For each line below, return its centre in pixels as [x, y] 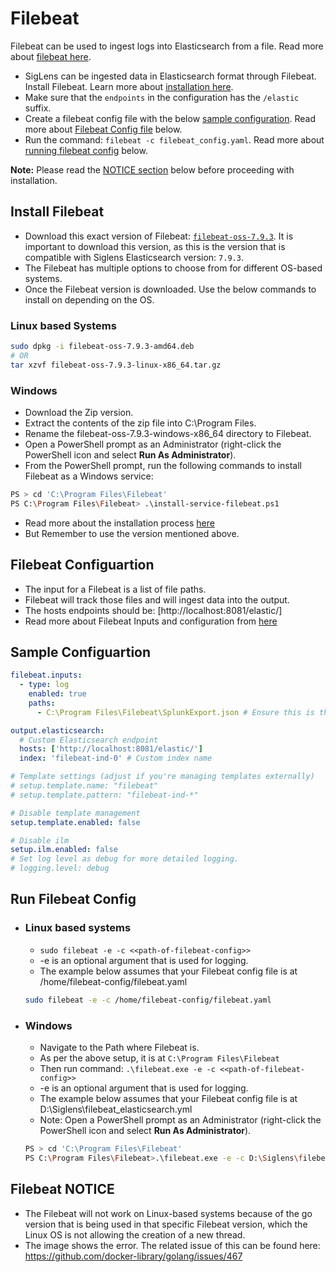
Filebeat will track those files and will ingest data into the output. [157, 599]
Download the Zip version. [79, 412]
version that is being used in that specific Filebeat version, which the [166, 1224]
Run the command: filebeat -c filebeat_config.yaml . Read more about [174, 139]
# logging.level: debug [60, 868]
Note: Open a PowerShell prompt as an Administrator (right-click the [180, 1119]
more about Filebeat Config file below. [103, 129]
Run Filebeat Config [73, 899]
